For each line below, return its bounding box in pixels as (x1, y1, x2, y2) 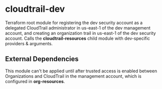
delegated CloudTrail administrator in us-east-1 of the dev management (5, 25, 151, 30)
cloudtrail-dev (5, 3, 65, 15)
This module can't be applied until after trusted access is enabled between (5, 68, 157, 74)
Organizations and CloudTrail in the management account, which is (5, 73, 142, 79)
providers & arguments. (5, 40, 53, 46)
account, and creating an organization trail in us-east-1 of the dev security (5, 30, 156, 36)
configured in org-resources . (5, 78, 65, 84)
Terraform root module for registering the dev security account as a (5, 20, 143, 26)
